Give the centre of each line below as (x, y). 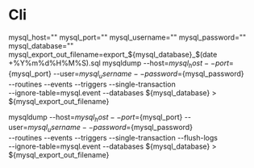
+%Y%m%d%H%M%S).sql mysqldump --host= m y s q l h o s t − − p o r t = (121, 64)
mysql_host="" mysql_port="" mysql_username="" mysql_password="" (127, 37)
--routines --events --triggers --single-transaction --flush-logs (113, 138)
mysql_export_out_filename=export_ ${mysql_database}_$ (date (113, 54)
